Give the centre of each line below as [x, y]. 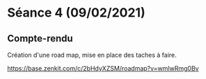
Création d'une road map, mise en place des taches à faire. [92, 55]
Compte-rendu [40, 38]
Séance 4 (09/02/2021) [76, 13]
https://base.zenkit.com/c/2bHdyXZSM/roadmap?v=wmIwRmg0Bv [103, 68]
